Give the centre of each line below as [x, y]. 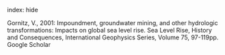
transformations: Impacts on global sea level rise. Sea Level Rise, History [109, 30]
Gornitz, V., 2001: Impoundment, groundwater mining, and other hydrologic [112, 23]
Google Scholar [29, 44]
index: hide [23, 10]
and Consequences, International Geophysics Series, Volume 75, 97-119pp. [113, 37]
